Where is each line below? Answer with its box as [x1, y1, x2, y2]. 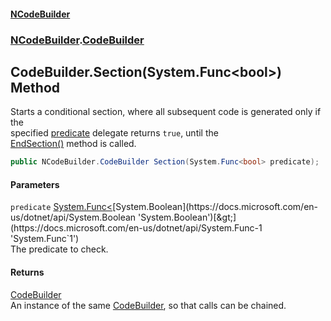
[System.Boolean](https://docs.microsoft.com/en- [112, 201, 319, 213]
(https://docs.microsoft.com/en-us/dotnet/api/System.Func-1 [10, 222, 263, 234]
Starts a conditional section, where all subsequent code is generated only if [10, 106, 322, 118]
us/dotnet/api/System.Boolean [10, 211, 137, 224]
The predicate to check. [10, 243, 109, 255]
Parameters [10, 178, 60, 190]
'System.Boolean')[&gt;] [138, 211, 237, 224]
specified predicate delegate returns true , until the [10, 127, 219, 139]
